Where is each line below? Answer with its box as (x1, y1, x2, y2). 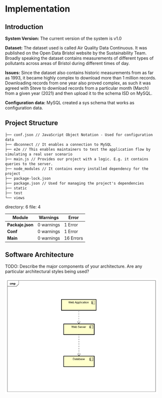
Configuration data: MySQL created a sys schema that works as (5, 100, 135, 105)
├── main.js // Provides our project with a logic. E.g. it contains (5, 157, 149, 161)
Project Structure (5, 119, 58, 127)
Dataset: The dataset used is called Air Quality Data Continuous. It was (5, 45, 147, 50)
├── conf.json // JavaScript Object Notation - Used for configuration (5, 132, 153, 137)
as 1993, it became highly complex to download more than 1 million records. (5, 75, 157, 80)
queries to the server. (5, 161, 53, 166)
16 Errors (64, 235, 83, 241)
